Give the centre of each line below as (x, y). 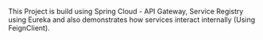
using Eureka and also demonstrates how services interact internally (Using (132, 20)
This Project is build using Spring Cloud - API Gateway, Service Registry (126, 11)
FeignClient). (29, 28)
